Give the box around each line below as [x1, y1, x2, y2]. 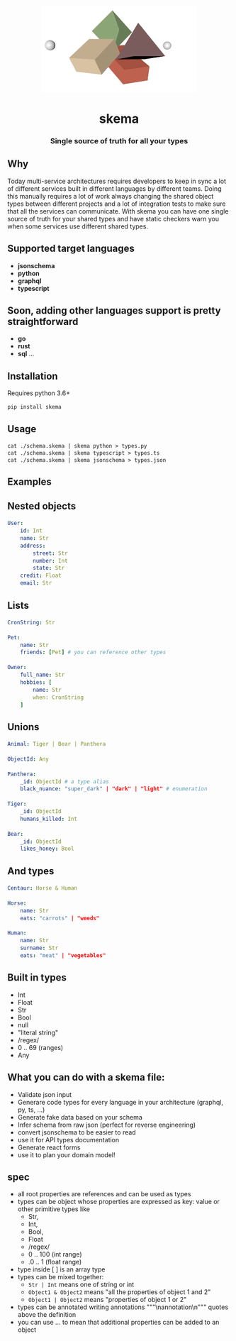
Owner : [7, 664, 27, 671]
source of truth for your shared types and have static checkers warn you [7, 214, 220, 223]
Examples [7, 476, 52, 488]
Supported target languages [7, 243, 135, 255]
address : [20, 542, 46, 549]
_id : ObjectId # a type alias [20, 778, 110, 785]
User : [7, 520, 23, 527]
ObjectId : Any [7, 755, 50, 763]
